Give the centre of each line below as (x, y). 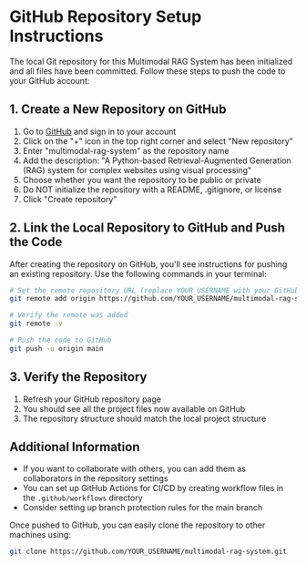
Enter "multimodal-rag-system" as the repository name (126, 150)
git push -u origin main (56, 348)
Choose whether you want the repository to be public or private (142, 180)
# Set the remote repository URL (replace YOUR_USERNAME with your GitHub (154, 290)
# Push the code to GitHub (61, 340)
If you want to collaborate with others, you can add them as (134, 469)
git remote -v (36, 324)
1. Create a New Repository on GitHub (118, 110)
